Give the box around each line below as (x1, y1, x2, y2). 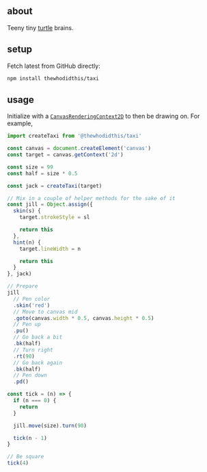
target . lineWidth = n (19, 245, 81, 252)
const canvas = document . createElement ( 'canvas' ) (7, 145, 152, 152)
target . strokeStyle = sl (19, 214, 90, 221)
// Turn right (13, 346, 53, 353)
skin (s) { (13, 208, 41, 214)
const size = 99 (7, 164, 53, 171)
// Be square (7, 454, 44, 460)
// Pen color (13, 295, 51, 302)
